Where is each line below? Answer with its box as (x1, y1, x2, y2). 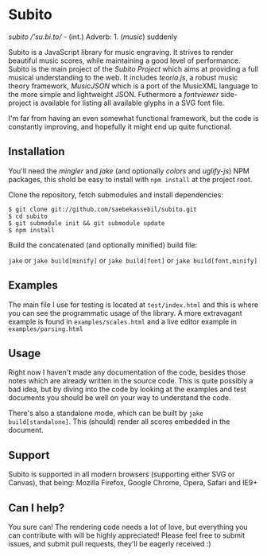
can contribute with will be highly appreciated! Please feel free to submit (8, 531, 246, 540)
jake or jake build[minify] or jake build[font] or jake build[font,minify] (8, 255, 258, 265)
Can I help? (8, 501, 65, 515)
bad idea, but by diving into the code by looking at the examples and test (8, 384, 246, 395)
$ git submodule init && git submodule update (8, 219, 165, 227)
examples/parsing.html (8, 325, 83, 333)
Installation (8, 145, 65, 158)
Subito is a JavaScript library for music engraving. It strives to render (8, 47, 234, 56)
